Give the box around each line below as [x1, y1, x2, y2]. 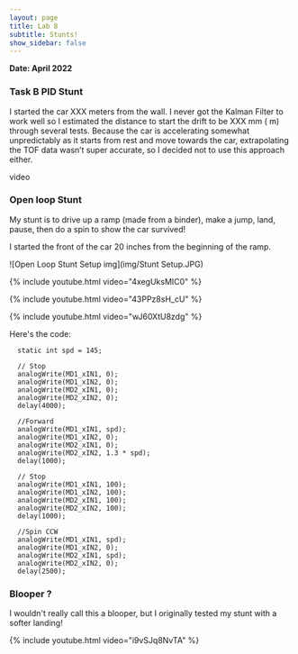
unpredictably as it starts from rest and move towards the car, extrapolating [9, 134, 290, 145]
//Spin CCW [17, 527, 59, 536]
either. [9, 154, 33, 165]
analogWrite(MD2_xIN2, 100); [17, 504, 127, 513]
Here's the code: [9, 328, 72, 339]
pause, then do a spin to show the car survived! [9, 223, 186, 234]
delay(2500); [17, 567, 67, 576]
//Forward [17, 416, 54, 426]
